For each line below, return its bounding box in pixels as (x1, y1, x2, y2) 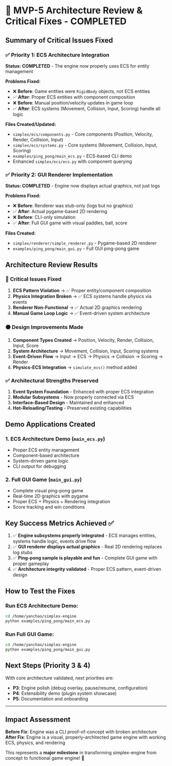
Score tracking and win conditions (12, 504, 85, 510)
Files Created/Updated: (5, 121, 56, 127)
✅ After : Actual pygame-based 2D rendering (12, 209, 107, 215)
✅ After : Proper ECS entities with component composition (12, 94, 136, 100)
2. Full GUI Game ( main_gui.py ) (5, 476, 82, 483)
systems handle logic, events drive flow (12, 538, 96, 545)
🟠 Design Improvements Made (5, 323, 83, 330)
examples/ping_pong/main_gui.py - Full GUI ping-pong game (12, 245, 140, 252)
